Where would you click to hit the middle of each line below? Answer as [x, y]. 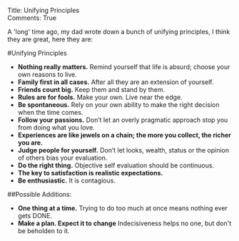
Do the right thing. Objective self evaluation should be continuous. [116, 165]
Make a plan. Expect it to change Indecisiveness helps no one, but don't [124, 223]
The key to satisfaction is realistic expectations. [90, 173]
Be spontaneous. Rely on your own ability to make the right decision [118, 105]
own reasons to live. [47, 75]
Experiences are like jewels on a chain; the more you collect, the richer [124, 135]
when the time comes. [50, 112]
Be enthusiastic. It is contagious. [67, 180]
